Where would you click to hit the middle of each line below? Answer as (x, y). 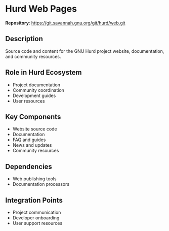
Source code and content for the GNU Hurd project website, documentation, (85, 51)
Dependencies (29, 166)
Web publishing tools (34, 179)
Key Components (33, 117)
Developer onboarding (36, 218)
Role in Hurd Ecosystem (44, 72)
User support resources (37, 223)
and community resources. (33, 56)
